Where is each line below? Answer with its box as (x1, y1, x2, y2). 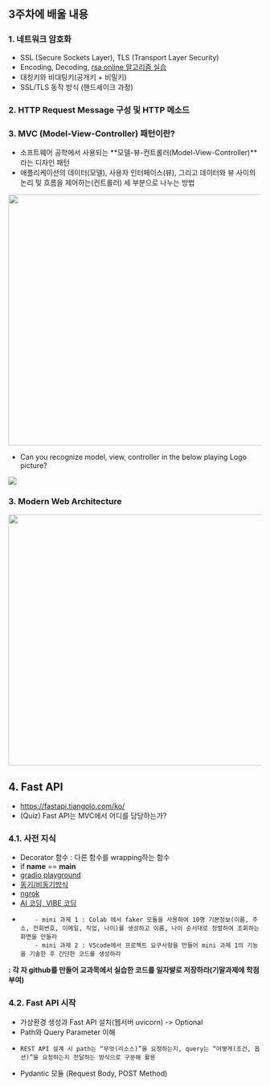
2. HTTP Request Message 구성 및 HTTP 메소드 (8, 104, 190, 115)
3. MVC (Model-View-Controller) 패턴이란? (8, 128, 175, 139)
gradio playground (19, 871, 82, 880)
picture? (19, 461, 47, 470)
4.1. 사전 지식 (8, 833, 56, 844)
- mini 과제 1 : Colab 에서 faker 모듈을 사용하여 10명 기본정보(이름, (35, 916, 249, 924)
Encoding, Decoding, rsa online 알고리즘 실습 (19, 62, 167, 72)
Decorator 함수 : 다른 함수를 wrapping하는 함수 (19, 853, 170, 863)
